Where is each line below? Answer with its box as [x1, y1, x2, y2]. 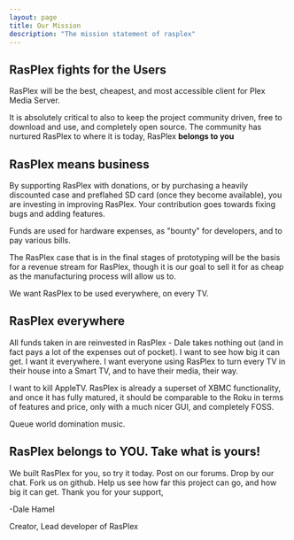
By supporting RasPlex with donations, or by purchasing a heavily [9, 181, 249, 190]
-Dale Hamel [9, 504, 55, 514]
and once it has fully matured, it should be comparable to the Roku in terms [9, 391, 284, 403]
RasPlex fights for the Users [9, 62, 166, 77]
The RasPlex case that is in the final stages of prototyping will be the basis [9, 252, 281, 262]
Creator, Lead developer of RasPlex [9, 521, 139, 531]
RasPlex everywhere [9, 313, 126, 328]
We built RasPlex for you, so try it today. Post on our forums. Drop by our [9, 467, 275, 478]
